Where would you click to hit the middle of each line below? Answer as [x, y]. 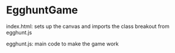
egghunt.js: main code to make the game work [62, 44]
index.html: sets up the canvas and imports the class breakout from [88, 26]
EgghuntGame [42, 10]
